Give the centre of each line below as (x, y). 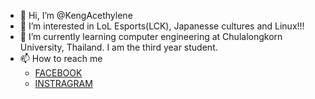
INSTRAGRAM (63, 83)
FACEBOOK (58, 73)
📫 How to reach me (61, 58)
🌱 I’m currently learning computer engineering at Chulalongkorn (151, 36)
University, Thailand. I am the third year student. (118, 47)
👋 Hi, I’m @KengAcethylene (76, 15)
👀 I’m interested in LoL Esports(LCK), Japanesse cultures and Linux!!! (162, 26)
